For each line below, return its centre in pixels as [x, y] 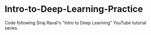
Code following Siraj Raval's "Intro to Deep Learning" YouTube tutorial [75, 23]
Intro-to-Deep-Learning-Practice [74, 9]
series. [11, 28]
